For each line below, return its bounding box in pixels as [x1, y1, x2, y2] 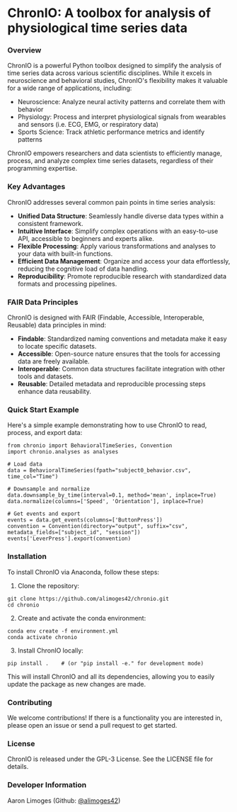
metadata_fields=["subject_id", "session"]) [7, 529, 141, 536]
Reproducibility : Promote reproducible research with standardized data [17, 271, 227, 281]
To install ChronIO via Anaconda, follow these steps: [7, 568, 160, 576]
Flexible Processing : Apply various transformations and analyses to [17, 242, 216, 250]
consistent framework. [17, 219, 83, 227]
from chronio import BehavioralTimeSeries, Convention [7, 442, 173, 449]
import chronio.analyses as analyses [7, 449, 119, 456]
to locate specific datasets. [17, 342, 97, 351]
